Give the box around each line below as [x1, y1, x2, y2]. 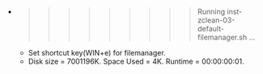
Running [197, 7, 226, 16]
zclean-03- [197, 15, 235, 25]
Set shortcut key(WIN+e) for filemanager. [28, 48, 166, 57]
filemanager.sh [197, 32, 248, 42]
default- [197, 24, 225, 33]
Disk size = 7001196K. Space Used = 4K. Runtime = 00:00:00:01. [28, 56, 244, 66]
